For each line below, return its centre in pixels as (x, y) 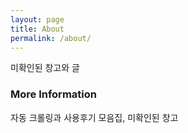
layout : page (37, 19)
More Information (53, 94)
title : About (37, 29)
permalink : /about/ (51, 38)
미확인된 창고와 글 (45, 68)
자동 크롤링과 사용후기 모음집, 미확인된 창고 (94, 117)
